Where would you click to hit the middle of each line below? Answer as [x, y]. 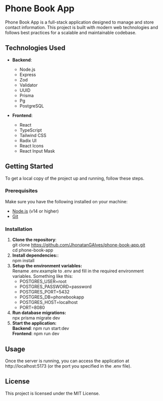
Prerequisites [21, 191]
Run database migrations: [39, 313]
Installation [19, 229]
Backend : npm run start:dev [41, 328]
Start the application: [34, 323]
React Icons [31, 146]
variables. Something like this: [42, 276]
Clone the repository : [34, 240]
